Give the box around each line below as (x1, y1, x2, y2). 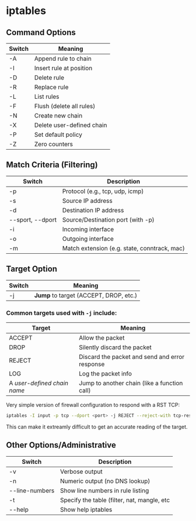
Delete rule (34, 74, 64, 81)
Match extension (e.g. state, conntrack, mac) (62, 244, 185, 252)
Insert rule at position (34, 64, 93, 72)
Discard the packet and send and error (78, 353, 185, 361)
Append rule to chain (34, 54, 92, 63)
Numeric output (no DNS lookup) (60, 477, 150, 485)
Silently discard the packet (78, 343, 152, 351)
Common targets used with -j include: (6, 309, 117, 317)
